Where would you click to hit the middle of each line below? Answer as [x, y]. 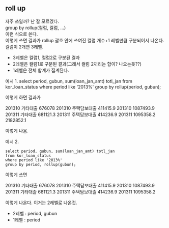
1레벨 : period [26, 220]
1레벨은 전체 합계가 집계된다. [41, 70]
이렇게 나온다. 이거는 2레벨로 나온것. [41, 203]
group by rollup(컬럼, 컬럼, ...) [36, 27]
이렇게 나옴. [17, 131]
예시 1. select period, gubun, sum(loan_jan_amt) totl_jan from [69, 81]
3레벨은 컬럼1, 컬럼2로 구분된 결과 [46, 58]
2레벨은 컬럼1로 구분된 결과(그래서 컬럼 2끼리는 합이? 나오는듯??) [77, 64]
